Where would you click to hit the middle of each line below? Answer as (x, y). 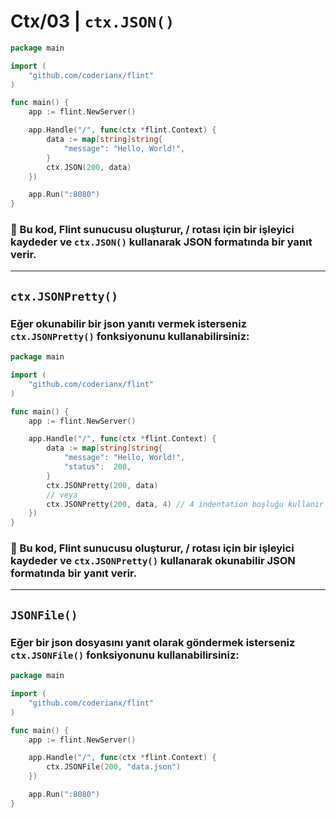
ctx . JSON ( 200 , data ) (89, 167)
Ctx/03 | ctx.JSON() (92, 21)
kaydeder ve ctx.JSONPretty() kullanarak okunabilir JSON (153, 561)
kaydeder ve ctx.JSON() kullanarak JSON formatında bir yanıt (161, 242)
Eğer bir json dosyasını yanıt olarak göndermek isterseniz (153, 642)
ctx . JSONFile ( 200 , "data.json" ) (114, 767)
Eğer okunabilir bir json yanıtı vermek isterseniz (128, 323)
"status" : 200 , (97, 467)
